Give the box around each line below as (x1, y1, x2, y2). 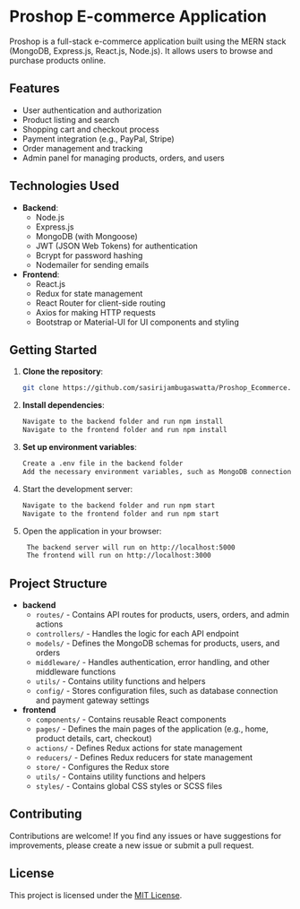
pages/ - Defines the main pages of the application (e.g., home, (35, 723, 269, 734)
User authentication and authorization (21, 105, 163, 116)
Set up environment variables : (21, 442, 137, 452)
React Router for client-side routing (35, 298, 166, 308)
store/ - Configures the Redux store (35, 762, 170, 773)
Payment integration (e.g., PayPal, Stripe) (21, 133, 175, 144)
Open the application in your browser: (21, 525, 162, 536)
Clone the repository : (21, 366, 104, 377)
